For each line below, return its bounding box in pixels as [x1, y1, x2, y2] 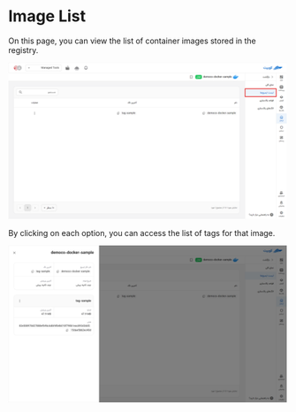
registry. [8, 44, 39, 55]
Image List [8, 6, 87, 27]
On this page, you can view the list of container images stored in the [8, 35, 257, 46]
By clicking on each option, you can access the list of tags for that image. [8, 228, 276, 239]
